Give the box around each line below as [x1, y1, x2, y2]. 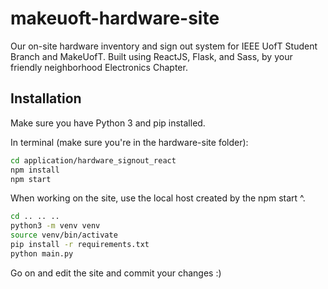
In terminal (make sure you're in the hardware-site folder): [10, 136, 249, 148]
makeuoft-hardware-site [10, 7, 220, 30]
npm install [10, 165, 60, 175]
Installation [10, 90, 82, 107]
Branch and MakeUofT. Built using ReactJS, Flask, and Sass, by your [10, 50, 293, 62]
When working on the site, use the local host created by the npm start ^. [10, 192, 306, 204]
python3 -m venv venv [10, 221, 101, 231]
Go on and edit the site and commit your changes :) [10, 267, 222, 279]
